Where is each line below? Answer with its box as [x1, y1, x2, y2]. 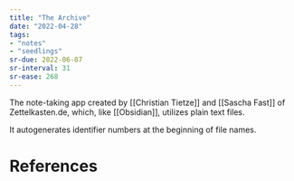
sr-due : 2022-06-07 [9, 55, 83, 64]
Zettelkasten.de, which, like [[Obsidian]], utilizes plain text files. [9, 106, 246, 118]
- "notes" [9, 38, 47, 48]
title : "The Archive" [9, 13, 91, 23]
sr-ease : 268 [9, 72, 59, 81]
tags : [9, 30, 30, 39]
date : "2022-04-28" [9, 22, 83, 31]
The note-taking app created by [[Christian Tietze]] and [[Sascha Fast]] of [9, 97, 286, 108]
